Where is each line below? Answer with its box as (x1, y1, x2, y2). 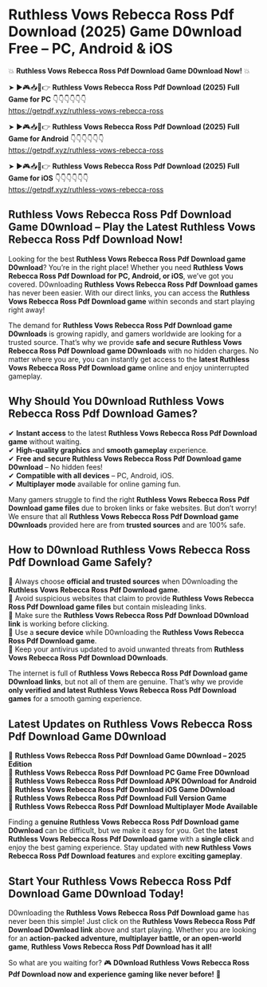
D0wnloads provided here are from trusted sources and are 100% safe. (8, 520, 245, 529)
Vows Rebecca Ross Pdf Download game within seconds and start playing (8, 296, 255, 306)
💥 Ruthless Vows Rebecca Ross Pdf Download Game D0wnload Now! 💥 (8, 65, 250, 75)
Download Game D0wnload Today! (8, 886, 184, 900)
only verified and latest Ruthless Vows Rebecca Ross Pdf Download (8, 685, 237, 696)
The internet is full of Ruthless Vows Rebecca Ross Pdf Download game (8, 668, 249, 678)
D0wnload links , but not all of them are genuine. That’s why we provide (8, 677, 244, 687)
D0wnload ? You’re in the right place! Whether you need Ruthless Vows (8, 262, 244, 272)
